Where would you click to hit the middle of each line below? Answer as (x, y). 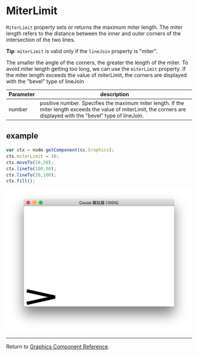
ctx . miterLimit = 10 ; (33, 156)
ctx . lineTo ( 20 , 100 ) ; (32, 175)
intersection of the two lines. (41, 39)
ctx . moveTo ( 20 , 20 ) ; (30, 162)
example (22, 136)
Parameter (22, 94)
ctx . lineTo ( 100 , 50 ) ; (32, 169)
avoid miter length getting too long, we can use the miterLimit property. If (96, 68)
